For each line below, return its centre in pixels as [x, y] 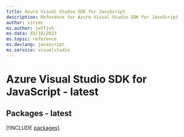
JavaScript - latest [52, 92]
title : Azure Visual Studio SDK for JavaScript [66, 12]
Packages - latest [39, 114]
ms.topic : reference [32, 39]
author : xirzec [25, 22]
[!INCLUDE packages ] [33, 128]
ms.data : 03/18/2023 [32, 34]
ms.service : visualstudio [38, 50]
